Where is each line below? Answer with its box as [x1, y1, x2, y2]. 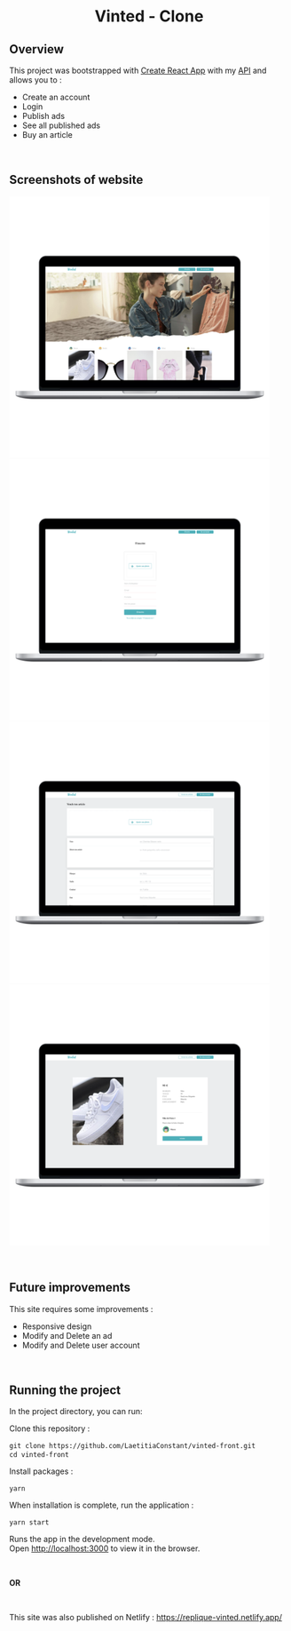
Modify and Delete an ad [21, 1330, 113, 1341]
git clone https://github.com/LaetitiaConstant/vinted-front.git [9, 1442, 256, 1451]
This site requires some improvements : [9, 1303, 153, 1314]
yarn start [9, 1518, 50, 1527]
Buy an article [21, 130, 73, 139]
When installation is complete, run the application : [9, 1500, 194, 1511]
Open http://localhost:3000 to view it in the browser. [9, 1543, 201, 1554]
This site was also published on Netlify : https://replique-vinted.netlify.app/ [9, 1612, 282, 1623]
